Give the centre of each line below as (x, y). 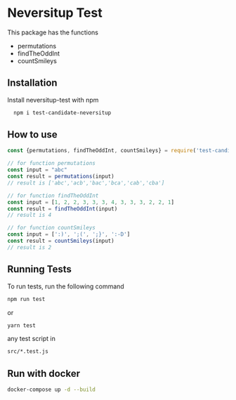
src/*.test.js (28, 352)
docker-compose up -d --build (52, 390)
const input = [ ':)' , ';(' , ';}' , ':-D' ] (69, 234)
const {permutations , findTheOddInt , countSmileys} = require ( (102, 151)
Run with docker (44, 373)
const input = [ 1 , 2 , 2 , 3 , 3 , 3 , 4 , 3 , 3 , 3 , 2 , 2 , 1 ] (91, 202)
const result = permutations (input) (61, 177)
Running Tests (39, 269)
